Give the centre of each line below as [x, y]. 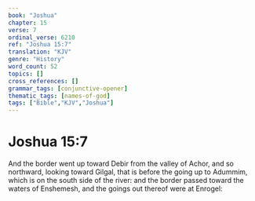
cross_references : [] [44, 81]
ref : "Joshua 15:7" [40, 45]
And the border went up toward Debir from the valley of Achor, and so [121, 164]
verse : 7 [22, 30]
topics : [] [26, 74]
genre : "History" [36, 60]
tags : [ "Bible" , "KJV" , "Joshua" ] [61, 103]
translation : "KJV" [40, 52]
